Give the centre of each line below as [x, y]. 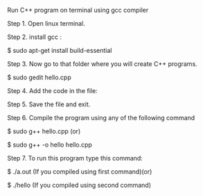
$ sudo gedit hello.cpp [39, 77]
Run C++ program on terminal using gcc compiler [78, 10]
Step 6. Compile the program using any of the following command [101, 118]
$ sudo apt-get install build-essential [60, 50]
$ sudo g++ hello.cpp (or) [44, 131]
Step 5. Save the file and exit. [49, 104]
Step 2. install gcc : [35, 37]
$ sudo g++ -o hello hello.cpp [50, 145]
